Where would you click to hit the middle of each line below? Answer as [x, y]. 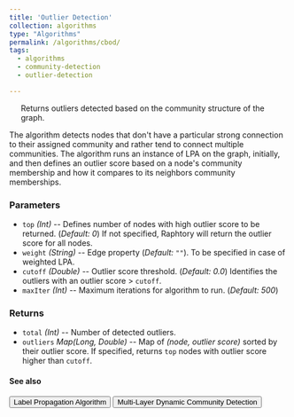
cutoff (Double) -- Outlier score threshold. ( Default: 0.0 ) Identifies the [150, 271]
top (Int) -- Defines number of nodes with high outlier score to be [141, 224]
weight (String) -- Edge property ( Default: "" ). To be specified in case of [154, 253]
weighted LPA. [48, 262]
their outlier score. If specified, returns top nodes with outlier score [144, 351]
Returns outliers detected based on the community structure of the [143, 108]
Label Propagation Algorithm [60, 401]
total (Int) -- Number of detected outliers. [99, 333]
